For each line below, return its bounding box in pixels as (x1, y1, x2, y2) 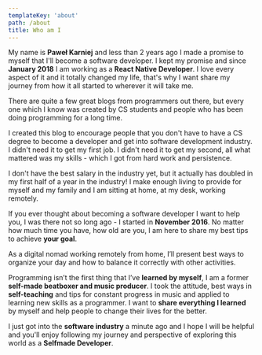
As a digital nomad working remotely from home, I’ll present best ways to (8, 250, 245, 259)
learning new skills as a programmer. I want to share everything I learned (8, 298, 246, 308)
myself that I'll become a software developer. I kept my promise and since (8, 56, 247, 65)
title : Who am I (8, 26, 61, 34)
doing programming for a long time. (8, 113, 123, 123)
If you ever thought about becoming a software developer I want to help (8, 209, 241, 219)
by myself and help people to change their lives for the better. (8, 306, 208, 316)
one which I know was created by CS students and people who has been (8, 105, 244, 114)
